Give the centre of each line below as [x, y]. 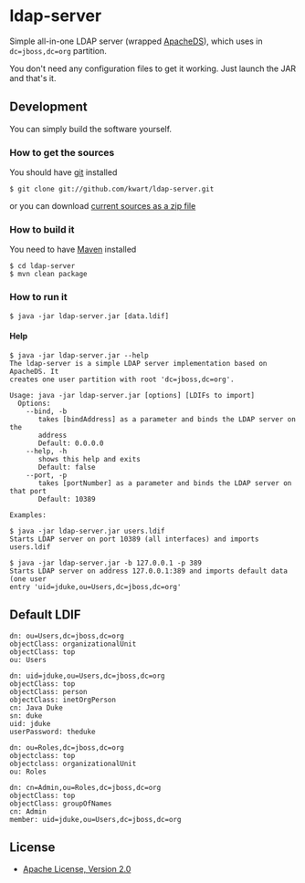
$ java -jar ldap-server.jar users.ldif [88, 531]
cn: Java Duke [37, 708]
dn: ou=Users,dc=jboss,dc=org [67, 636]
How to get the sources [62, 152]
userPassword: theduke [53, 732]
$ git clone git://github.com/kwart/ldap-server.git [112, 189]
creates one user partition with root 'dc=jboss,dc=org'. [122, 379]
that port [28, 491]
